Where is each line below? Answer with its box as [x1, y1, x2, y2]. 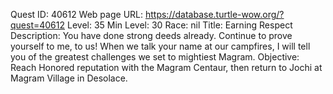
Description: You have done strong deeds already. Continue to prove [10, 30, 293, 41]
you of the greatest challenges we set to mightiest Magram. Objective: [10, 51, 300, 63]
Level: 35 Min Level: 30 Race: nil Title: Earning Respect [66, 19, 293, 31]
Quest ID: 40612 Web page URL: [10, 9, 144, 20]
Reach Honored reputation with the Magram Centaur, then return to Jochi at [10, 62, 323, 73]
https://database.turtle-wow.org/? [144, 9, 285, 20]
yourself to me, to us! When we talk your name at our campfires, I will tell [10, 40, 311, 52]
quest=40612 [10, 19, 66, 31]
